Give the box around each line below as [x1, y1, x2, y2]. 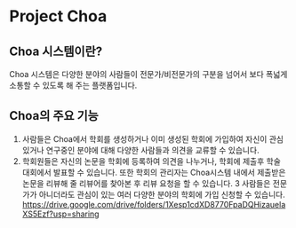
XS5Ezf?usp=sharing [21, 208, 100, 219]
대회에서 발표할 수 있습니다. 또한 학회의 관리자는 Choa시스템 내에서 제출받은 [21, 167, 286, 177]
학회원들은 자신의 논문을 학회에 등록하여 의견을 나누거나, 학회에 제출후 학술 [21, 155, 282, 166]
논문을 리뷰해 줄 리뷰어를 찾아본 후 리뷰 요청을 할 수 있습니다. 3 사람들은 [21, 177, 271, 188]
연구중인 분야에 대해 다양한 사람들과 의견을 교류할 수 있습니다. [45, 145, 260, 155]
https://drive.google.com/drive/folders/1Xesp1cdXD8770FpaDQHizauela [21, 199, 286, 209]
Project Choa [9, 6, 108, 27]
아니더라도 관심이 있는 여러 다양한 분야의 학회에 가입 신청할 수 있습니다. [38, 189, 286, 200]
